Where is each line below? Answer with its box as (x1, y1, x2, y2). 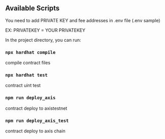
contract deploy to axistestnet (5, 105, 68, 111)
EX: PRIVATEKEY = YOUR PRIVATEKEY (5, 27, 86, 33)
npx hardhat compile (5, 49, 56, 55)
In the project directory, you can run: (5, 37, 81, 43)
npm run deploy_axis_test (5, 118, 69, 123)
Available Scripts (5, 4, 60, 13)
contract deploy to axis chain (5, 128, 66, 134)
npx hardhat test (5, 73, 48, 78)
